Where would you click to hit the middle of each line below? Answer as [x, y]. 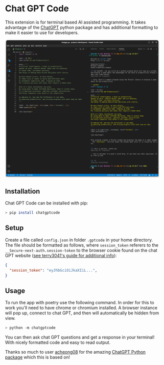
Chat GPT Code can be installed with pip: [47, 203]
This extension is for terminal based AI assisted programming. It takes [75, 22]
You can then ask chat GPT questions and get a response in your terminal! [80, 337]
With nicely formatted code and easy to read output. [58, 342]
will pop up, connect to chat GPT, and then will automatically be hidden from [82, 313]
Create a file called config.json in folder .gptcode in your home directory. [79, 240]
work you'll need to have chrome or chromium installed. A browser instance [81, 308]
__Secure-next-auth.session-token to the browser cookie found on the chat [81, 250]
